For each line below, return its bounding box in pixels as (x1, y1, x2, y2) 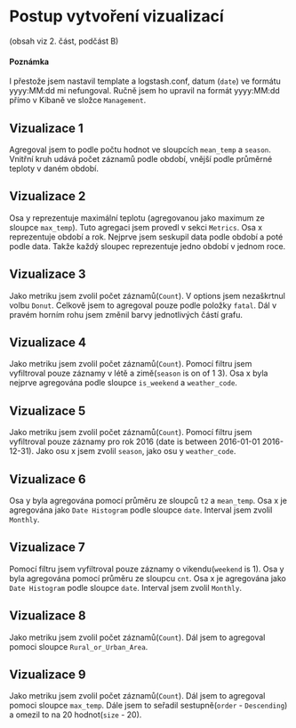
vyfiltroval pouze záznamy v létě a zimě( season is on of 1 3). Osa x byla (9, 368, 268, 379)
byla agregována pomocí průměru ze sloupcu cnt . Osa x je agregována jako (9, 572, 286, 584)
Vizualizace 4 (9, 335, 87, 350)
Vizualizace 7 (9, 540, 86, 555)
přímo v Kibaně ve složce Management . (9, 95, 147, 106)
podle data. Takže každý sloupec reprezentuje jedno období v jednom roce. (9, 240, 286, 251)
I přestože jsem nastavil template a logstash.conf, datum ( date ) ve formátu (9, 76, 282, 86)
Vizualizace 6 (9, 472, 86, 487)
